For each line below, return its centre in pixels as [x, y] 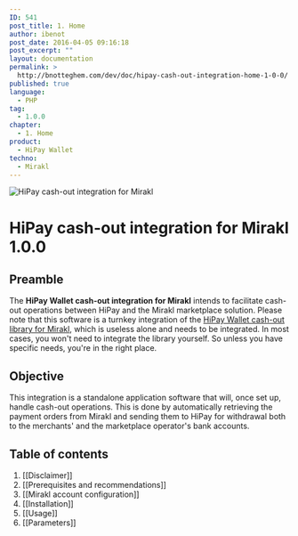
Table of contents [59, 454]
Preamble [36, 279]
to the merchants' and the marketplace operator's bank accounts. [129, 426]
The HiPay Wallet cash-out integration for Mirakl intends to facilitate [137, 301]
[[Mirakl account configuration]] [81, 494]
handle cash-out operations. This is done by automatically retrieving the [141, 407]
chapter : [25, 126]
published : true [39, 84]
